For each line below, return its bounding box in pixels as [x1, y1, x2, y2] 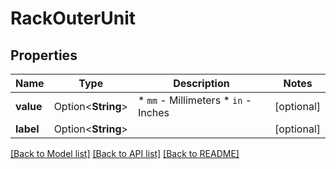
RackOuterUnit [10, 7, 137, 30]
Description [173, 77, 230, 90]
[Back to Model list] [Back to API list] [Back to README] [10, 148, 240, 159]
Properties [10, 47, 78, 64]
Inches [137, 106, 170, 119]
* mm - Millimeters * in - [137, 93, 253, 107]
